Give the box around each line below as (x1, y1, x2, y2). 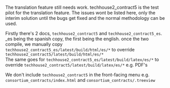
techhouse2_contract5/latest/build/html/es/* (5, 52, 104, 57)
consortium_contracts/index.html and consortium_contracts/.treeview (5, 77, 156, 83)
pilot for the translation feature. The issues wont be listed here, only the (5, 10, 156, 16)
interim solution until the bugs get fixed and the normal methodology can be (5, 15, 165, 21)
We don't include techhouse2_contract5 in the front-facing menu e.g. (5, 72, 150, 78)
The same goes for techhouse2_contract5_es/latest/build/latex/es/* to (5, 56, 159, 63)
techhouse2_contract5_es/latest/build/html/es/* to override (5, 47, 135, 52)
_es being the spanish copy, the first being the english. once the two (5, 36, 149, 42)
